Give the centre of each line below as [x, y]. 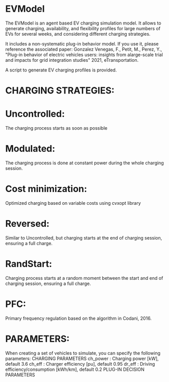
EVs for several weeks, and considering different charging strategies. [78, 34]
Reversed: [27, 224]
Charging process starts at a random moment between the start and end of [84, 278]
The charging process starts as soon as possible [56, 128]
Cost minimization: [46, 189]
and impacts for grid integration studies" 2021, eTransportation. [72, 60]
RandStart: [29, 264]
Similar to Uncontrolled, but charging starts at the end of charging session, [84, 237]
